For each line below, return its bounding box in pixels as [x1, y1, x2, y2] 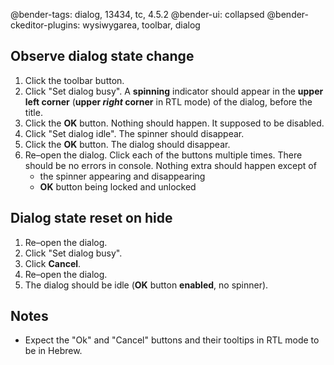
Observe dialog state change [10, 48, 195, 65]
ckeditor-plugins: [10, 19, 81, 31]
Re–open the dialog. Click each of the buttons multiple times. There [24, 149, 303, 161]
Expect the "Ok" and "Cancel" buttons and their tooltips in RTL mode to [24, 334, 320, 346]
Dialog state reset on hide [10, 210, 173, 227]
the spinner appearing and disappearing [39, 170, 206, 182]
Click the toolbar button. [24, 74, 125, 86]
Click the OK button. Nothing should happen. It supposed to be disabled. [24, 117, 325, 129]
